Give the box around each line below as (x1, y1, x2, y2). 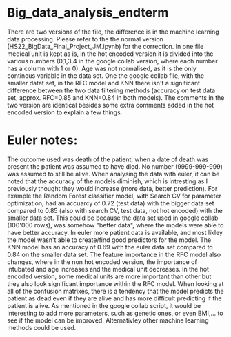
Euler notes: (7, 132, 78, 148)
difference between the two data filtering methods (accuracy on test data (7, 86, 216, 94)
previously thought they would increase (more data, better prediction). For (7, 184, 218, 192)
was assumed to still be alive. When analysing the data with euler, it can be (7, 170, 220, 178)
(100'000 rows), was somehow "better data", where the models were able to (7, 221, 224, 229)
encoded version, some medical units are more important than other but (7, 272, 212, 280)
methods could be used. (7, 323, 77, 331)
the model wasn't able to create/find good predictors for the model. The (7, 236, 212, 244)
